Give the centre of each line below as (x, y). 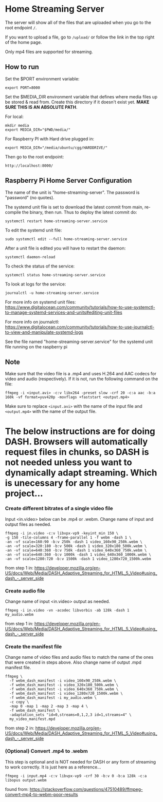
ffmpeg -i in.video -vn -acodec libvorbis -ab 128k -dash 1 (67, 611)
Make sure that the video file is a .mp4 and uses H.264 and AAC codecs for (81, 374)
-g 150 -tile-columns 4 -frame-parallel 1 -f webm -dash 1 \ (68, 537)
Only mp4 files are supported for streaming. (49, 52)
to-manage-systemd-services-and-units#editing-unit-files (64, 312)
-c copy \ (19, 702)
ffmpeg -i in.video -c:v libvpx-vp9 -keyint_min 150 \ (62, 533)
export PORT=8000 (23, 88)
